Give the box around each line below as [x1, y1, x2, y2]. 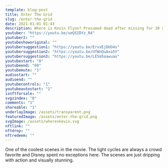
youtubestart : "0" [5, 58, 43, 63]
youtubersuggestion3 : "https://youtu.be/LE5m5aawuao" [5, 53, 120, 59]
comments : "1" [5, 100, 35, 105]
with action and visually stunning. [5, 157, 74, 163]
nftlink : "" [5, 123, 30, 128]
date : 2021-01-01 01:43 [5, 21, 55, 26]
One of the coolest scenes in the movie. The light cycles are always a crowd [5, 146, 162, 152]
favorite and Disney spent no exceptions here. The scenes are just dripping [5, 152, 160, 158]
